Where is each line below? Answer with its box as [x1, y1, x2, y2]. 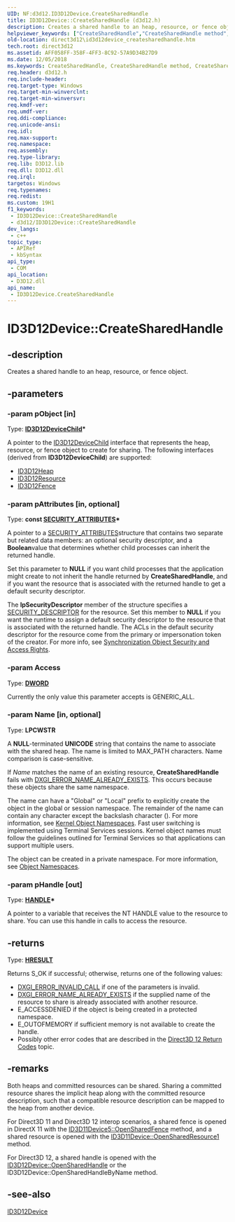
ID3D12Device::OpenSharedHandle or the [7, 1160, 127, 1169]
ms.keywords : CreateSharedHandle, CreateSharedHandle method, [7, 62, 192, 69]
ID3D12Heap [17, 466, 54, 475]
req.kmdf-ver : [7, 102, 49, 109]
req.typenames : [7, 187, 52, 194]
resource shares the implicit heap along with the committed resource [7, 1089, 206, 1097]
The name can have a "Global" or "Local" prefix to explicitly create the [7, 796, 210, 805]
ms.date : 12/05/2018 [7, 56, 68, 63]
